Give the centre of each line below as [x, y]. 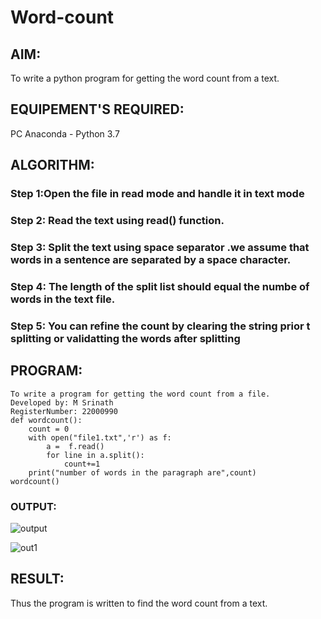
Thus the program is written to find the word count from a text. [139, 603]
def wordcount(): [46, 420]
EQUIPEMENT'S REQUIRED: [97, 109]
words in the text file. [63, 299]
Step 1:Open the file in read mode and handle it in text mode [157, 194]
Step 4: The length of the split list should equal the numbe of [160, 286]
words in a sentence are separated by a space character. [151, 259]
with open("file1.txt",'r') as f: [100, 437]
